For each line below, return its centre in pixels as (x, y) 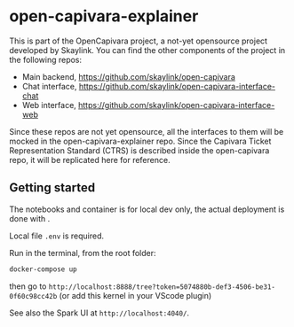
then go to (28, 286)
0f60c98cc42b (33, 296)
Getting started (52, 188)
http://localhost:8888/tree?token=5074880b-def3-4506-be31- (162, 287)
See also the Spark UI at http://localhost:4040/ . (99, 313)
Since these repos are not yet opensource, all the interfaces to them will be (147, 131)
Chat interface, (49, 86)
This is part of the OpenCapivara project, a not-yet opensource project (139, 41)
